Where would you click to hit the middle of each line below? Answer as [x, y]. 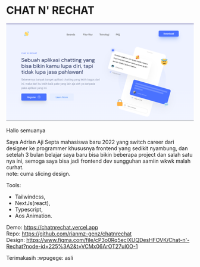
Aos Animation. [33, 216]
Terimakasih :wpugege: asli [40, 258]
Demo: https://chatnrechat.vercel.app [52, 228]
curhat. [15, 167]
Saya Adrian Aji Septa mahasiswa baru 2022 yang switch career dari [90, 142]
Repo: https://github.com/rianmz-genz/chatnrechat [69, 234]
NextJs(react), [32, 203]
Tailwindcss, [30, 197]
